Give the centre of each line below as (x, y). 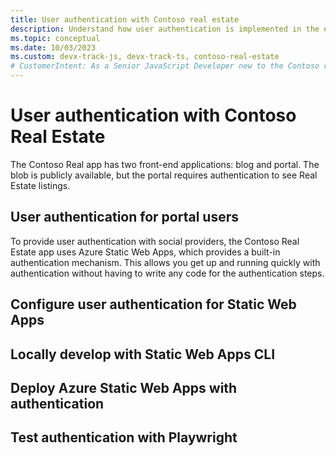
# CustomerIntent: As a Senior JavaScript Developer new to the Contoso (165, 66)
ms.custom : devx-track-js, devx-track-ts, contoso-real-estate (145, 57)
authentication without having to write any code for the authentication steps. (167, 273)
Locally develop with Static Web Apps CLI (143, 354)
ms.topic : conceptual (55, 38)
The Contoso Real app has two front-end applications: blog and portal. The (165, 164)
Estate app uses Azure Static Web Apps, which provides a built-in (145, 252)
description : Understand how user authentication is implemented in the (165, 29)
